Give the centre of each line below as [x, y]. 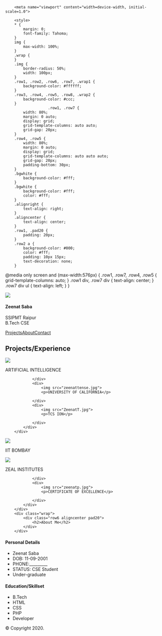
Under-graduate [29, 575]
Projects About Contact [28, 333]
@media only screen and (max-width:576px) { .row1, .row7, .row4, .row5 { [81, 275]
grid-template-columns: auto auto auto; [66, 156]
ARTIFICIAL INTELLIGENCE [33, 370]
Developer [23, 618]
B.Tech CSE [17, 323]
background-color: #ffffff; [52, 86]
